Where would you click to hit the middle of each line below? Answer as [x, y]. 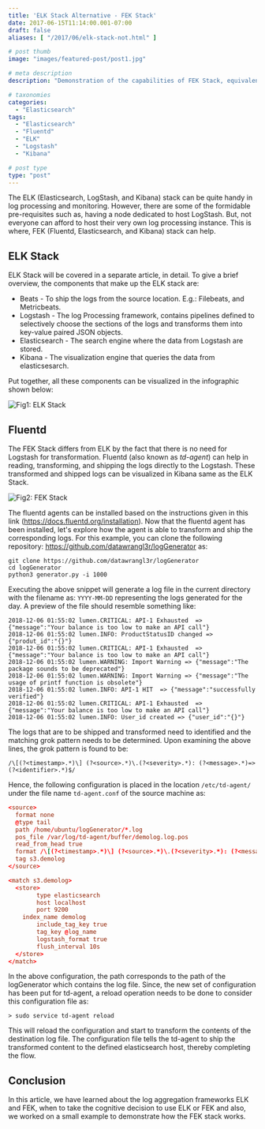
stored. [31, 349]
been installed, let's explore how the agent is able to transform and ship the [131, 529]
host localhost [62, 902]
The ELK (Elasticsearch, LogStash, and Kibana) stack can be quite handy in [131, 197]
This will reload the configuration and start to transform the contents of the [130, 1030]
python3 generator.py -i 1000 [58, 575]
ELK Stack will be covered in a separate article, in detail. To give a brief [123, 275]
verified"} [26, 696]
